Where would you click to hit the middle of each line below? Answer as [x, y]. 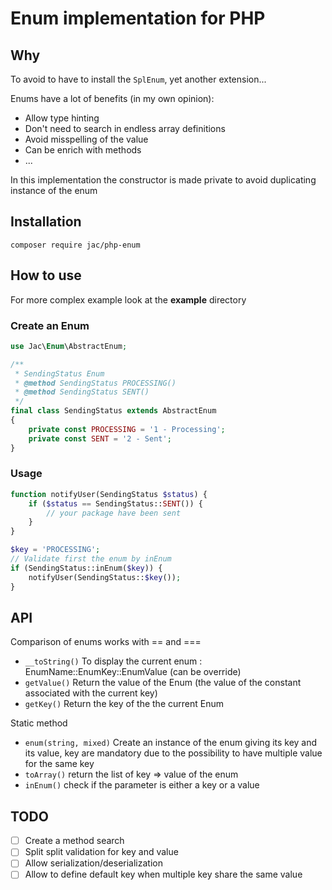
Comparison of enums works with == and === [106, 642]
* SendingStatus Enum [59, 373]
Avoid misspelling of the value [86, 139]
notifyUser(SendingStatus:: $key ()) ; [105, 577]
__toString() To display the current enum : [113, 661]
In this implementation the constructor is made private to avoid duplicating [163, 180]
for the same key [59, 764]
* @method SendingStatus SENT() [82, 392]
